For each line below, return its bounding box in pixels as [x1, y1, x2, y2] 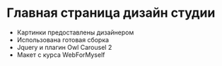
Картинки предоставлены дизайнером [16, 28, 134, 37]
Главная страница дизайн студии [6, 5, 216, 21]
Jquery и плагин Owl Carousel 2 [16, 43, 112, 51]
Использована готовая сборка [16, 35, 110, 44]
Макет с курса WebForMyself [16, 51, 105, 59]
